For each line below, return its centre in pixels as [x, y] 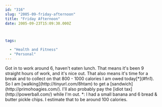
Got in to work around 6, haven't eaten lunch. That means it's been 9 [74, 68]
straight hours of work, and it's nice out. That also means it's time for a [77, 73]
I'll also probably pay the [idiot [93, 89]
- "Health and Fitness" [34, 50]
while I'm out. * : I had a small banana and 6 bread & [105, 94]
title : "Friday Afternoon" [33, 19]
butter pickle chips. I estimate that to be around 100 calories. [66, 99]
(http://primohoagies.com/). [33, 89]
